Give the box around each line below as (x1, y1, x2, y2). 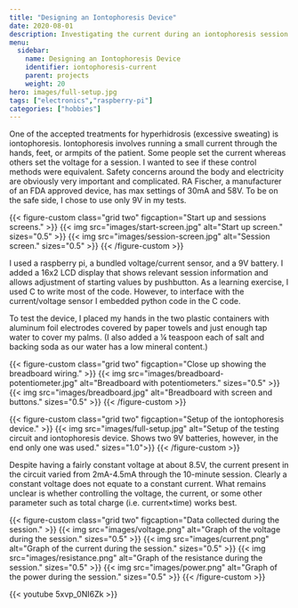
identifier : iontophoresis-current (25, 63, 157, 72)
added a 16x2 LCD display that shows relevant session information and (9, 267, 269, 278)
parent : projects (25, 71, 90, 80)
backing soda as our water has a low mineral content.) (9, 341, 208, 352)
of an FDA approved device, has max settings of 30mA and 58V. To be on (9, 185, 278, 196)
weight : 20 (25, 79, 66, 88)
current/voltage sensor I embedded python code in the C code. (9, 296, 241, 307)
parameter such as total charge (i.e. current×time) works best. (9, 497, 238, 508)
